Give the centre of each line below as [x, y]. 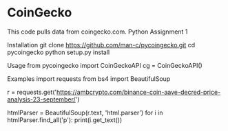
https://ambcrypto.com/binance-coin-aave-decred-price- [138, 92]
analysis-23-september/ [41, 99]
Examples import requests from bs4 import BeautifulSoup [89, 79]
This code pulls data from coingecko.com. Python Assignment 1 [97, 32]
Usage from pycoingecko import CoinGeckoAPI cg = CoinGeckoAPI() [105, 65]
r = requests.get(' [32, 92]
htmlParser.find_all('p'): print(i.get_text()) [65, 120]
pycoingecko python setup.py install [59, 52]
